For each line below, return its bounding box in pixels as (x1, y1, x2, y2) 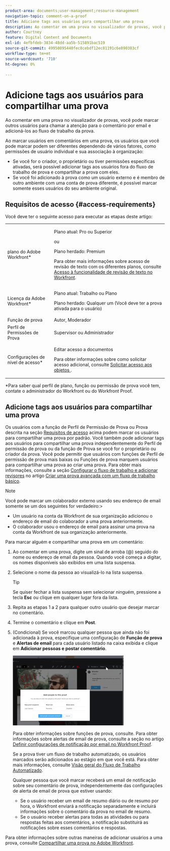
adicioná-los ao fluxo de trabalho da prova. (5, 128, 95, 134)
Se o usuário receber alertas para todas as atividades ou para (20, 814, 149, 820)
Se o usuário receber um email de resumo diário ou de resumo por (20, 798, 159, 804)
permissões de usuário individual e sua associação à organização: (5, 149, 144, 155)
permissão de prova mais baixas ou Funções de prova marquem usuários (5, 457, 158, 463)
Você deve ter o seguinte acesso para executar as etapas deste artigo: (5, 214, 153, 219)
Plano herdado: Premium (54, 248, 105, 254)
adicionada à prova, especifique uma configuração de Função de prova (12, 635, 162, 641)
